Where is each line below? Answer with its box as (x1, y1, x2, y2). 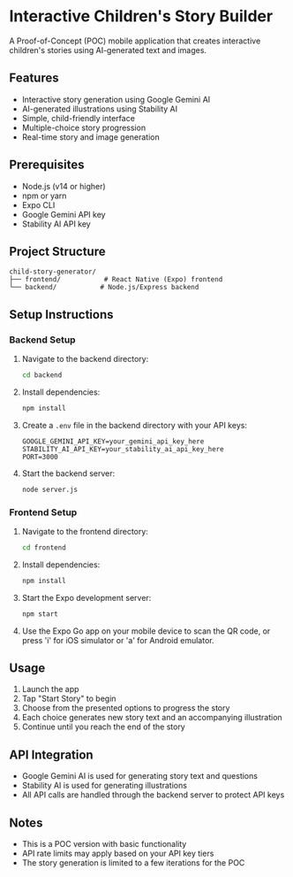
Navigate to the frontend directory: (21, 526, 148, 536)
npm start (21, 609, 59, 619)
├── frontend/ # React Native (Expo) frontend (9, 275, 223, 284)
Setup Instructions (9, 307, 114, 322)
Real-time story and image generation (21, 131, 161, 142)
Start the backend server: (21, 467, 116, 479)
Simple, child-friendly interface (21, 112, 135, 123)
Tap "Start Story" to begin (21, 693, 116, 704)
